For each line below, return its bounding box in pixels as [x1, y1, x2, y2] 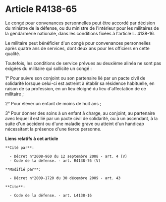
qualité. [5, 51, 21, 57]
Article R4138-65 [5, 3, 77, 15]
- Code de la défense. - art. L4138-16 [9, 193, 92, 198]
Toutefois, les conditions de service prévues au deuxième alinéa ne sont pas [5, 60, 162, 66]
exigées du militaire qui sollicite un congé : [5, 66, 92, 71]
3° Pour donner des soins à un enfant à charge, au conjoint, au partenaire [5, 110, 155, 116]
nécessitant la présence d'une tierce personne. [5, 126, 102, 132]
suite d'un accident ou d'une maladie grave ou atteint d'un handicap [5, 121, 145, 127]
